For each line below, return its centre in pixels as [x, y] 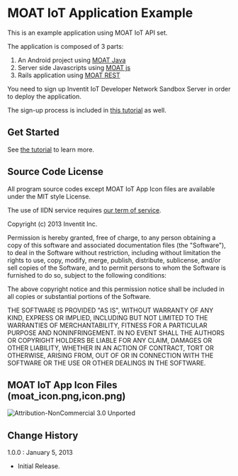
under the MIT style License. [49, 196]
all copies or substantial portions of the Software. [79, 296]
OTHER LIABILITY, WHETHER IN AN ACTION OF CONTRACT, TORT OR [110, 348]
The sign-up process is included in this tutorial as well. [87, 110]
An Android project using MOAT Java [72, 60]
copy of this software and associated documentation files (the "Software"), [117, 245]
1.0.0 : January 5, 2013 [40, 453]
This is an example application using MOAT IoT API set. [87, 33]
